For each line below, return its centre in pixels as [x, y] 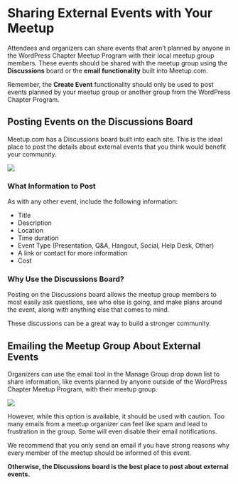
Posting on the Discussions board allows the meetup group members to [112, 295]
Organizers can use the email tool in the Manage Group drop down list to [114, 374]
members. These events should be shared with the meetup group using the [118, 63]
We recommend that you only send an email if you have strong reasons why [118, 446]
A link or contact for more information [72, 253]
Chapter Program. [34, 99]
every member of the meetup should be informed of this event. [99, 453]
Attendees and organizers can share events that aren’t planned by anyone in [119, 48]
